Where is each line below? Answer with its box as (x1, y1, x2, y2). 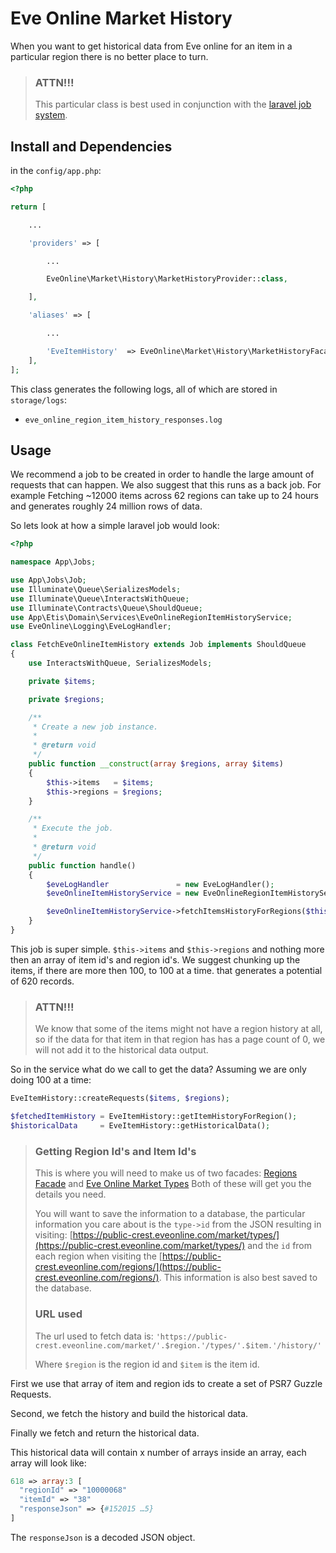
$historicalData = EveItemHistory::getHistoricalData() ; (10, 1121, 271, 1131)
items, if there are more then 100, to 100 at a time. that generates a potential (10, 964, 323, 976)
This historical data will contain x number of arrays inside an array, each (10, 1446, 307, 1458)
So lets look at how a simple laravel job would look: (10, 520, 220, 532)
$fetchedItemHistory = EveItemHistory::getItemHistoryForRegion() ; (10, 1112, 298, 1122)
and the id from (247, 1240, 313, 1252)
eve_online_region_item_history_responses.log (24, 415, 223, 425)
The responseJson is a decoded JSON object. (10, 1531, 196, 1543)
